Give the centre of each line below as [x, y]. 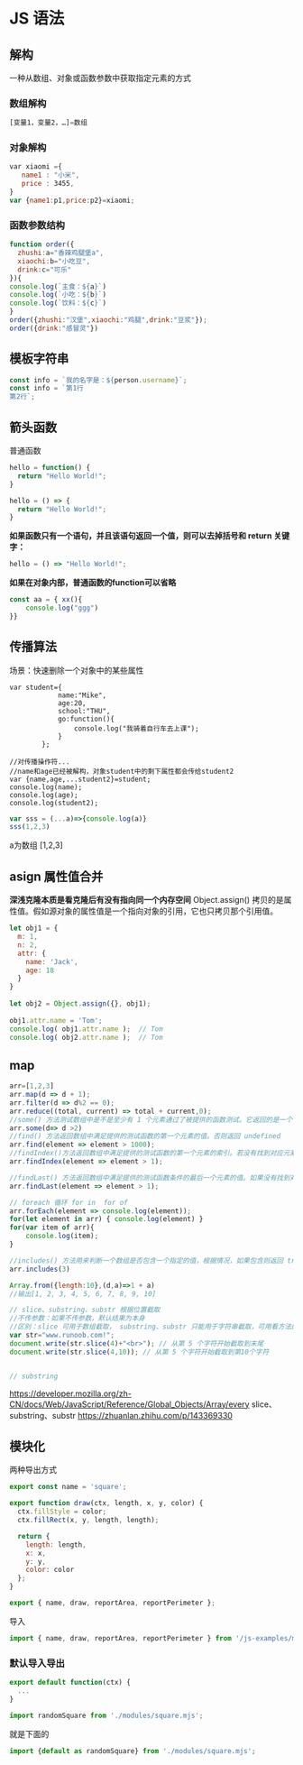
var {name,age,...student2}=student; [80, 779]
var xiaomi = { [36, 167]
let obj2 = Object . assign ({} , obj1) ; [80, 1004]
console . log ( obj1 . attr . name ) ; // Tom [87, 1029]
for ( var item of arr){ [52, 1227]
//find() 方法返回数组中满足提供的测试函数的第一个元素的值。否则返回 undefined [145, 1136]
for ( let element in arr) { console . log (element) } [106, 1219]
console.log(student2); [54, 803]
